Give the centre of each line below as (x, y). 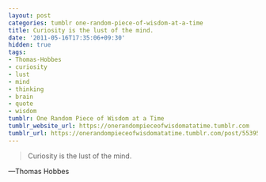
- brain (21, 97)
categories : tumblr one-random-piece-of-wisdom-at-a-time (106, 23)
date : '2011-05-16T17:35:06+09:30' (67, 38)
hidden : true (30, 45)
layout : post (30, 15)
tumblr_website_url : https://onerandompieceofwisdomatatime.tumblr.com (129, 126)
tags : (17, 52)
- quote (21, 104)
